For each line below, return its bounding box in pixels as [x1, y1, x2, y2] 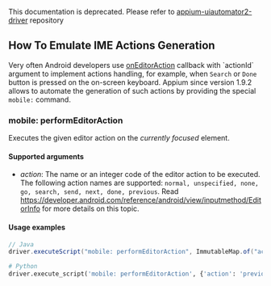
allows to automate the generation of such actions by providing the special [8, 86, 256, 95]
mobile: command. [8, 95, 71, 104]
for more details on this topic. [41, 204, 140, 213]
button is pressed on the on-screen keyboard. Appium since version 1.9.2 [8, 77, 252, 87]
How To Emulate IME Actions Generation [8, 39, 215, 53]
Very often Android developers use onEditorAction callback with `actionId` [8, 60, 254, 69]
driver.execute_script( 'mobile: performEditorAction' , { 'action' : [8, 270, 236, 278]
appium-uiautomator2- [176, 7, 252, 16]
